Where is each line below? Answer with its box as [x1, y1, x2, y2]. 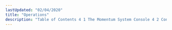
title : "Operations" [5, 12, 50, 17]
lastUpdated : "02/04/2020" [5, 7, 63, 13]
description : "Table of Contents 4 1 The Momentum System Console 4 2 [5, 17, 159, 22]
